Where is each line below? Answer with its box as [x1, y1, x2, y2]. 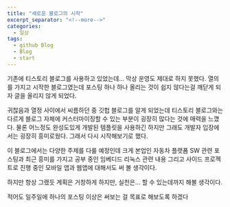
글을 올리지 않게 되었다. [14, 91, 77, 99]
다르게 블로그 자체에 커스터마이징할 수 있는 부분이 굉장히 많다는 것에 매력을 [7, 114, 207, 123]
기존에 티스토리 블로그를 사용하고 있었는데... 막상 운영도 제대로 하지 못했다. [7, 74, 207, 82]
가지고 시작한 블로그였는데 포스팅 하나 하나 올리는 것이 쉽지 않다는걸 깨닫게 [14, 83, 214, 91]
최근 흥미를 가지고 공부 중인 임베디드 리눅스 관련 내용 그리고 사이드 [25, 155, 203, 163]
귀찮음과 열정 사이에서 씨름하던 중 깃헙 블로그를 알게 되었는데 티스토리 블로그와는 [7, 106, 224, 114]
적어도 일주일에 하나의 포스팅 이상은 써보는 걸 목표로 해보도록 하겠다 [7, 193, 189, 201]
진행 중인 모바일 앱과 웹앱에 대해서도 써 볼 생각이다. [19, 163, 157, 171]
